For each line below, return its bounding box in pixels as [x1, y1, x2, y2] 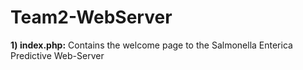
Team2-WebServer [10, 6, 173, 29]
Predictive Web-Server [10, 49, 105, 61]
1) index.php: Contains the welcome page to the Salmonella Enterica [10, 39, 293, 51]
